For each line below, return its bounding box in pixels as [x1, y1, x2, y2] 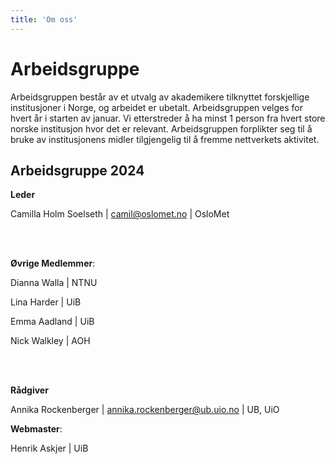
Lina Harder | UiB [10, 296, 82, 308]
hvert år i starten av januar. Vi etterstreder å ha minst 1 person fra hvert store [10, 112, 326, 124]
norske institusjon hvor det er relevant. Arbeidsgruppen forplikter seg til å [10, 122, 313, 135]
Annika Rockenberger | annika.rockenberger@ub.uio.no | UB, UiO [10, 404, 280, 416]
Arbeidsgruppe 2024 [10, 162, 145, 179]
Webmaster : [10, 423, 63, 435]
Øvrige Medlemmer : [10, 257, 96, 270]
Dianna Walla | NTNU [10, 277, 98, 289]
